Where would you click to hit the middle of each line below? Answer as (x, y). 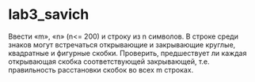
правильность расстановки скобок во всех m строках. (101, 69)
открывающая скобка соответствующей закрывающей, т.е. (109, 61)
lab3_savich (49, 15)
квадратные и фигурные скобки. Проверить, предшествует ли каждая (127, 53)
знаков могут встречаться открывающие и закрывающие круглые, (122, 44)
